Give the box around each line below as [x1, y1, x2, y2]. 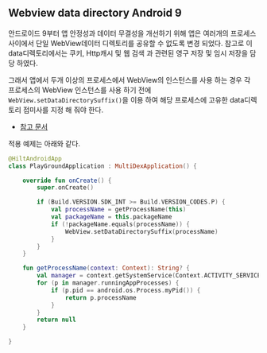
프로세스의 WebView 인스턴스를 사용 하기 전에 [8, 85, 152, 95]
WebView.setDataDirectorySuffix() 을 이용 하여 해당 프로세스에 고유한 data [8, 95, 245, 104]
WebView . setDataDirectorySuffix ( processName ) [64, 227, 219, 235]
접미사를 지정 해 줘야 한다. [22, 105, 104, 114]
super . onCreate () [37, 184, 94, 192]
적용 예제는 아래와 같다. [8, 138, 81, 148]
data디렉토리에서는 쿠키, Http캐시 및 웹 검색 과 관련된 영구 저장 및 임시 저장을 [8, 48, 249, 58]
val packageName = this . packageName [50, 213, 172, 221]
